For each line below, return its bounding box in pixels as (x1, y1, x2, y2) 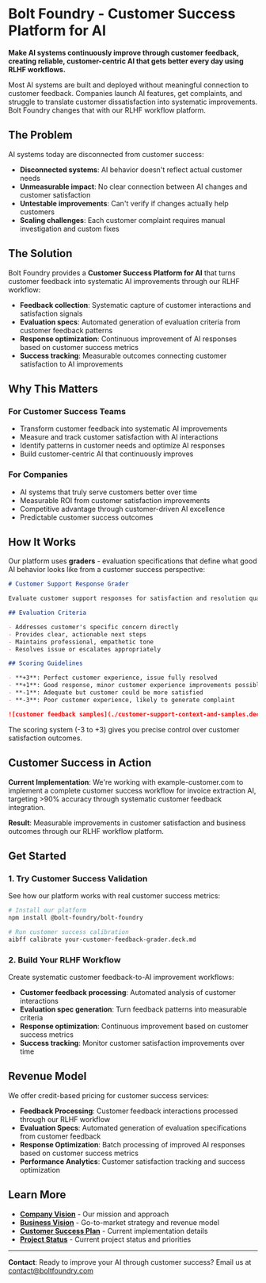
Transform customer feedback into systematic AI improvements (19, 424, 228, 433)
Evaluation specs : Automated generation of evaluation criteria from (19, 317, 241, 326)
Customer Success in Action (8, 756, 152, 770)
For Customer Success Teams (8, 405, 127, 417)
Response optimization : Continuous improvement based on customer (19, 1021, 249, 1031)
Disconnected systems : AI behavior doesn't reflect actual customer (19, 164, 243, 175)
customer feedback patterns (19, 325, 113, 335)
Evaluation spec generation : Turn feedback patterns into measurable (19, 1005, 247, 1014)
